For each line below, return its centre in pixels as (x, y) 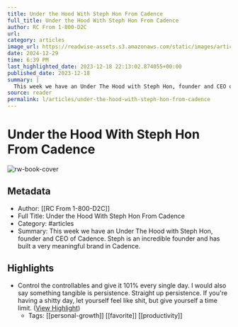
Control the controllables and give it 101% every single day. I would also (122, 285)
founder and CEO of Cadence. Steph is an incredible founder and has (119, 239)
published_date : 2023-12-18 (49, 73)
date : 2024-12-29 (33, 54)
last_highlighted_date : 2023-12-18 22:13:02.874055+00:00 (95, 67)
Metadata (29, 191)
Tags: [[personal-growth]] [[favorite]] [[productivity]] (105, 315)
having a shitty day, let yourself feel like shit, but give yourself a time (118, 300)
